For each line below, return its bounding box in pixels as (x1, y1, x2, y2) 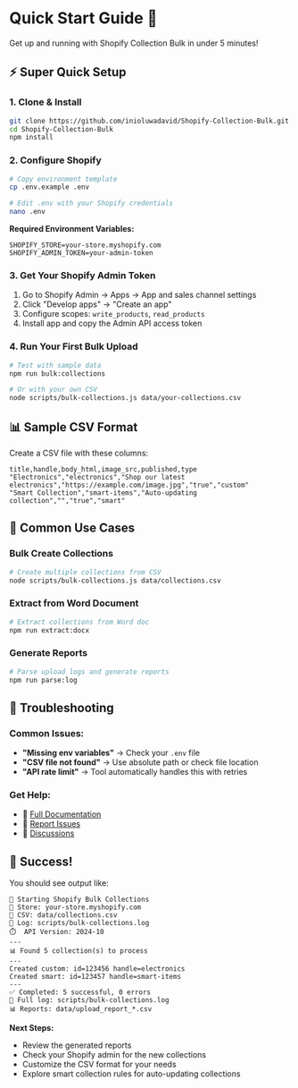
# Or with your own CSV (9, 385, 98, 395)
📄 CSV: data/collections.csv (9, 911, 118, 920)
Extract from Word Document (9, 597, 139, 609)
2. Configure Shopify (9, 154, 102, 166)
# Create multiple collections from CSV (9, 567, 162, 576)
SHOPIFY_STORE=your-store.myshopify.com (9, 241, 162, 250)
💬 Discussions (21, 828, 75, 839)
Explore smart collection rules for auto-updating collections (21, 1068, 241, 1079)
